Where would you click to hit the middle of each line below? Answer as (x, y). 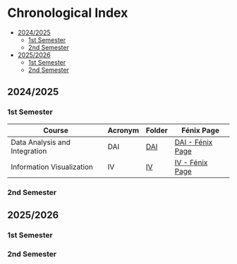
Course (56, 130)
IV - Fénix (191, 162)
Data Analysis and (41, 142)
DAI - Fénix (194, 142)
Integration (29, 151)
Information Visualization (52, 167)
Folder (157, 130)
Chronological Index (68, 13)
